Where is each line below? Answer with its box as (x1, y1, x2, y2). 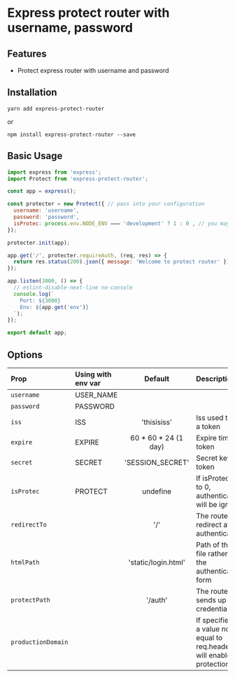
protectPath (10, 596, 51, 604)
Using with (74, 369, 112, 379)
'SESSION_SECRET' (124, 457, 190, 467)
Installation (7, 86, 57, 99)
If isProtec (195, 473, 229, 483)
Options (7, 348, 43, 360)
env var (74, 378, 101, 388)
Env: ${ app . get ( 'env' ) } (20, 304, 90, 311)
